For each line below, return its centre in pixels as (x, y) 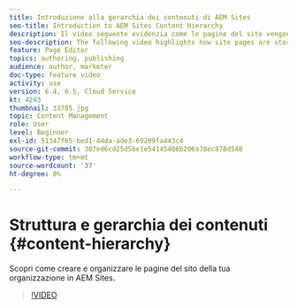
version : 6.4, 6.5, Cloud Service (73, 91)
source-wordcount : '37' (53, 166)
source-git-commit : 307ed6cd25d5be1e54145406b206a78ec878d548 (126, 149)
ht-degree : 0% (35, 173)
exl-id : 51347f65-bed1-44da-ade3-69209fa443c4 (96, 141)
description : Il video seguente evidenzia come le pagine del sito (136, 34)
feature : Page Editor (49, 50)
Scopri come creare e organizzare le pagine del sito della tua (120, 269)
